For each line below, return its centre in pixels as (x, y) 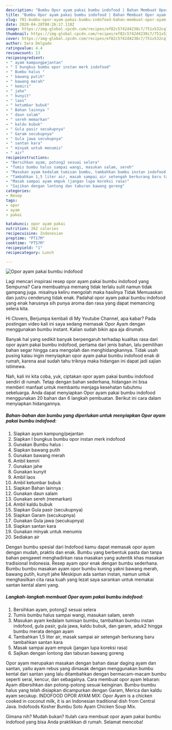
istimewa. (16, 367)
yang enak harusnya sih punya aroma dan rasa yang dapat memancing (80, 303)
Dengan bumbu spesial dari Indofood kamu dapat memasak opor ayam (80, 547)
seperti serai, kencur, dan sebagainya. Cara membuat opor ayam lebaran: (83, 679)
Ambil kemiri (26, 461)
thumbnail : (17, 34)
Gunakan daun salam (35, 493)
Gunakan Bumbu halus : (38, 445)
